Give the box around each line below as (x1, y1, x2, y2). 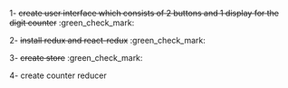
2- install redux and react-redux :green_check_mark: (9, 35, 206, 45)
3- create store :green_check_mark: (9, 53, 143, 63)
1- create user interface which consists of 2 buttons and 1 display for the (9, 8, 279, 18)
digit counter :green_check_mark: (9, 17, 135, 28)
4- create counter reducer (9, 70, 107, 81)
